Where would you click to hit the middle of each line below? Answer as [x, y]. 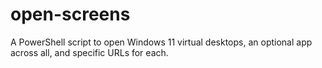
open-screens [70, 14]
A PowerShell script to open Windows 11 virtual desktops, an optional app [161, 42]
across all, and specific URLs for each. [89, 52]
